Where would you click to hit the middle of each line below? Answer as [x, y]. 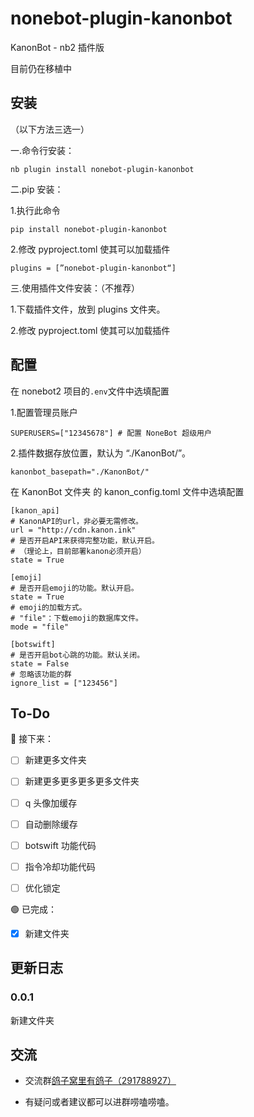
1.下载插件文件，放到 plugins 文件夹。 [88, 309]
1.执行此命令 [35, 210]
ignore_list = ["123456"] [64, 683]
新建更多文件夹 [55, 760]
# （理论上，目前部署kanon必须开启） [78, 551]
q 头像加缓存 [51, 803]
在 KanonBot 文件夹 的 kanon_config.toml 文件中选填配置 [127, 491]
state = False [40, 663]
